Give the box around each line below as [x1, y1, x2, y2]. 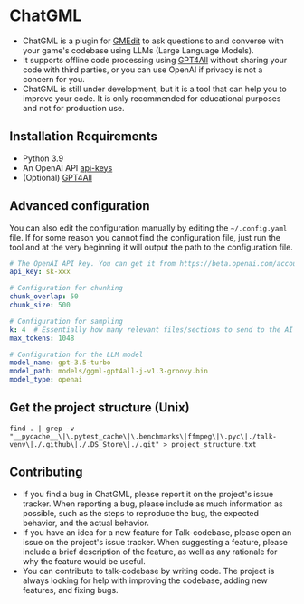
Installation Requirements [9, 128, 158, 145]
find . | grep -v [9, 424, 75, 433]
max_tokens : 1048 [9, 334, 75, 343]
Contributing [9, 465, 83, 480]
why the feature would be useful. [22, 555, 147, 566]
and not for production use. [22, 102, 125, 113]
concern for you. [22, 73, 85, 84]
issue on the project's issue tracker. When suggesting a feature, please [22, 536, 288, 547]
